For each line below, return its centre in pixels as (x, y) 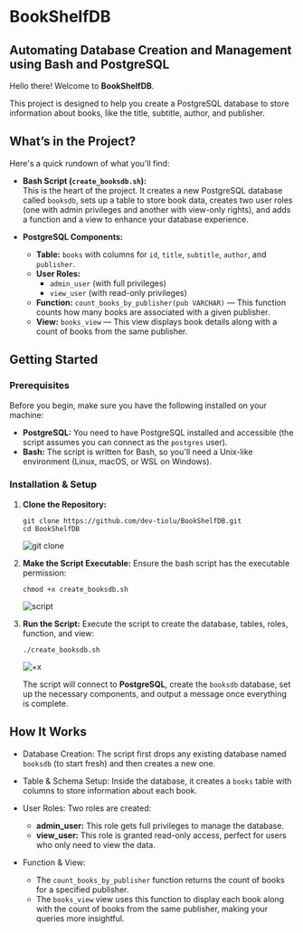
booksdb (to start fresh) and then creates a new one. (118, 763)
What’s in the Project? (73, 142)
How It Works (48, 732)
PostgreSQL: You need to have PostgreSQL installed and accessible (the (158, 433)
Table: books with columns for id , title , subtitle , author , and (151, 254)
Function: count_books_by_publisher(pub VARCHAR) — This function (161, 302)
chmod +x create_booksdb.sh (75, 589)
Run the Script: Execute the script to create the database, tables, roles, (155, 624)
